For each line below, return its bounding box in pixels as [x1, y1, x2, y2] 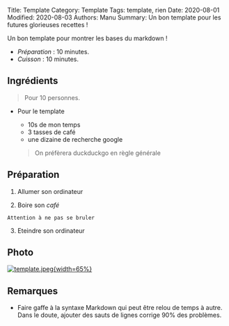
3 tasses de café [27, 128, 76, 136]
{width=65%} [53, 265, 93, 273]
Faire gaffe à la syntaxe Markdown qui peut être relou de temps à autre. [17, 304, 223, 312]
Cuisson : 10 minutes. [17, 55, 79, 63]
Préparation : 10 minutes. [17, 48, 89, 56]
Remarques [7, 285, 58, 297]
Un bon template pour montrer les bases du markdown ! [7, 34, 168, 42]
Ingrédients [7, 75, 58, 87]
